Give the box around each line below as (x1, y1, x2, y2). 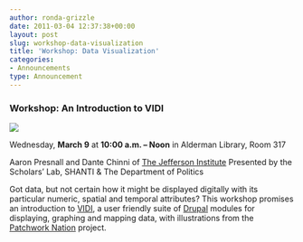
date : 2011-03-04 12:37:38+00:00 (9, 22, 136, 31)
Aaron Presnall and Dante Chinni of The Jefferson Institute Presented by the (9, 157, 292, 168)
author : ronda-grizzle (9, 13, 95, 23)
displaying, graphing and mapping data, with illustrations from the (9, 213, 254, 224)
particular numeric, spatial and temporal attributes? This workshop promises (9, 193, 294, 204)
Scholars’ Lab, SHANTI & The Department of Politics (9, 166, 204, 177)
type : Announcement (9, 72, 83, 81)
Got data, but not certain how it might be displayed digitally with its (9, 184, 259, 195)
